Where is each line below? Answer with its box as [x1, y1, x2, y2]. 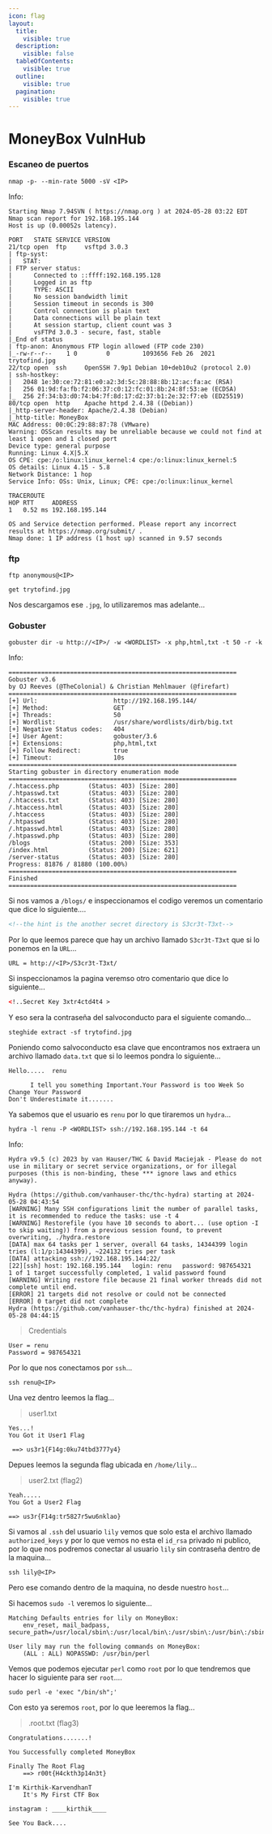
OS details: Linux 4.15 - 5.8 [8, 463, 111, 471]
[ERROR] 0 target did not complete [8, 1297, 129, 1306]
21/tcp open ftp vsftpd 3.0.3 [8, 243, 129, 251]
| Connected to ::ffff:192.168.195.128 [8, 271, 161, 279]
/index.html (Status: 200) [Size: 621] [8, 846, 180, 854]
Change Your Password [8, 1088, 82, 1097]
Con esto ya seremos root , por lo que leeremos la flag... [8, 1702, 196, 1712]
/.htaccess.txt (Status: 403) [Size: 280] [8, 797, 180, 805]
